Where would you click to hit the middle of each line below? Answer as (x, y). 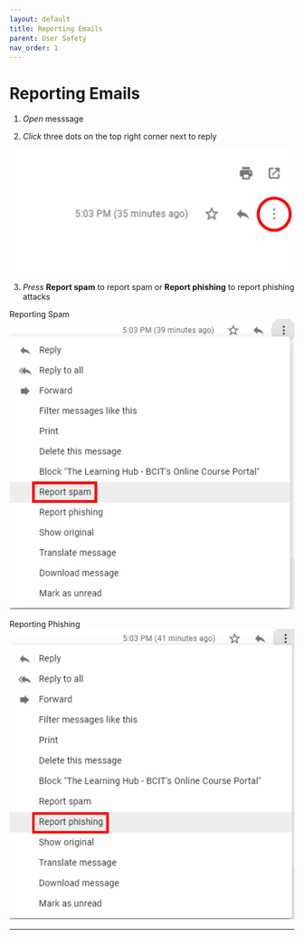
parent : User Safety (48, 38)
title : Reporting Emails (56, 29)
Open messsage (53, 119)
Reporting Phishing (45, 624)
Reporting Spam (40, 314)
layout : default (40, 19)
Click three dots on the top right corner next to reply (119, 137)
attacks (36, 296)
